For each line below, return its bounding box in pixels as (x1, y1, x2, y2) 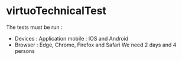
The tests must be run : (6, 24, 63, 31)
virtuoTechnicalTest (6, 4, 106, 18)
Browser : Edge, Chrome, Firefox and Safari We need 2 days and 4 (14, 41, 177, 48)
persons (14, 47, 35, 54)
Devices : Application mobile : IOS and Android (14, 35, 129, 42)
